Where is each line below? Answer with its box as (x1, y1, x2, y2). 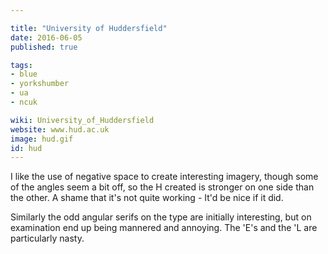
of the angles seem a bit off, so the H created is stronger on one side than (10, 181, 315, 193)
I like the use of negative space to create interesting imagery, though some (10, 171, 319, 183)
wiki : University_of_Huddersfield (10, 115, 155, 125)
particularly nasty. (10, 232, 85, 245)
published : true (10, 42, 78, 52)
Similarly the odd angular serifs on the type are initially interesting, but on (10, 211, 312, 223)
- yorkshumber (10, 79, 70, 89)
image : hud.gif (10, 134, 74, 144)
